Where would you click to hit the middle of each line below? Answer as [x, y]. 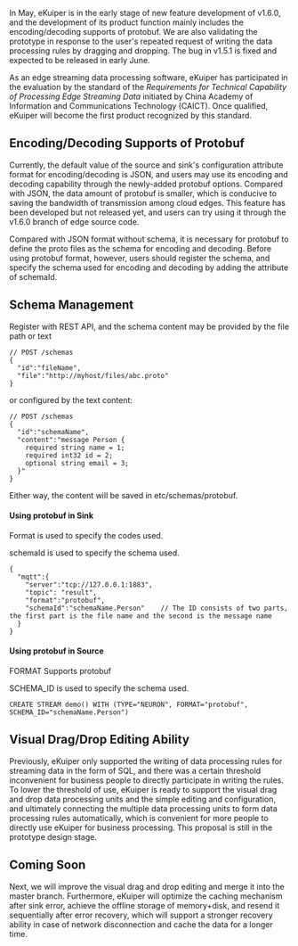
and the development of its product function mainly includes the [127, 22]
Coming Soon [48, 865]
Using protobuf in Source [56, 651]
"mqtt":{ [33, 577]
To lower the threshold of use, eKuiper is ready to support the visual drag [143, 789]
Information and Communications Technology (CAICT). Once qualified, [139, 106]
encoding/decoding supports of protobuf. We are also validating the [133, 32]
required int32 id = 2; [69, 455]
